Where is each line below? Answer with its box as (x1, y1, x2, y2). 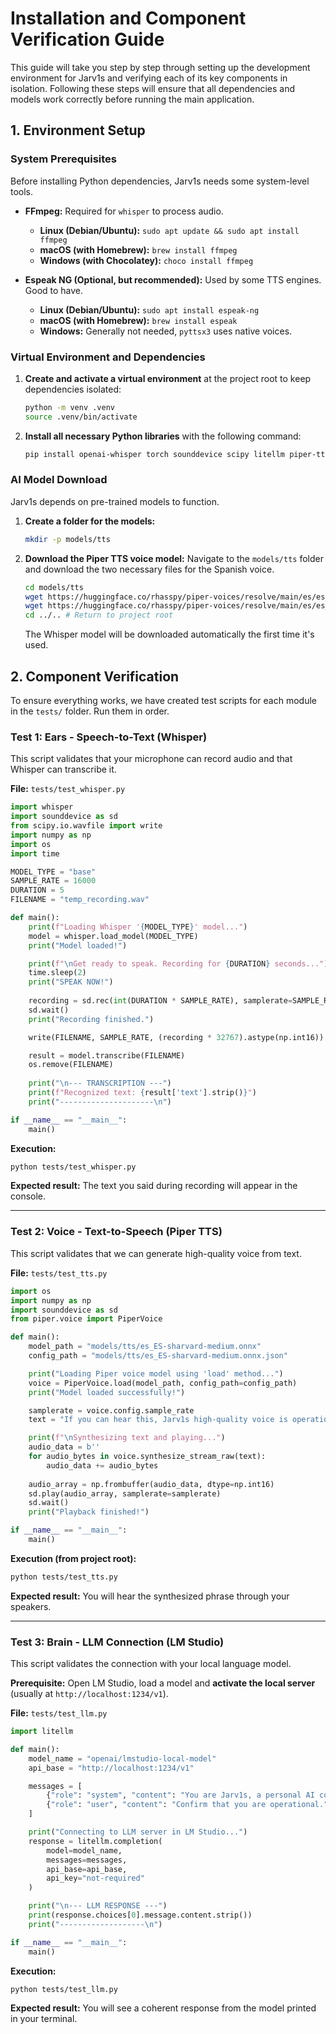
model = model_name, (46, 1845, 123, 1856)
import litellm (10, 1727, 74, 1737)
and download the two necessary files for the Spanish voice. (24, 563, 275, 575)
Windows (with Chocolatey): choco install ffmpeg (39, 254, 254, 266)
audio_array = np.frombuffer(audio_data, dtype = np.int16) (28, 1479, 275, 1489)
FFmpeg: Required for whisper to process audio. (24, 205, 224, 217)
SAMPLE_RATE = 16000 (10, 876, 97, 886)
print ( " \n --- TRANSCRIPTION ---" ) (28, 1078, 172, 1089)
